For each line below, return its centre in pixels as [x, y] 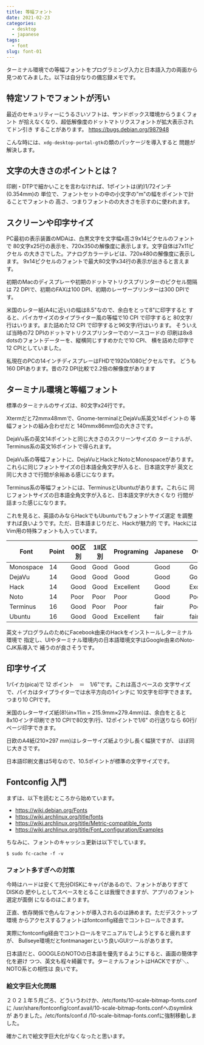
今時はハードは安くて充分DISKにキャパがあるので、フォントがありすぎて [97, 884]
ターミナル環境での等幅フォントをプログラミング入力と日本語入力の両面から [102, 69]
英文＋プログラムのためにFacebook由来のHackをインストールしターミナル [100, 632]
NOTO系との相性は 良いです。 [44, 968]
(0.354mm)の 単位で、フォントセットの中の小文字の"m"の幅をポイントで [97, 194]
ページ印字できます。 [33, 727]
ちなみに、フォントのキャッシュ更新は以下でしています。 [78, 842]
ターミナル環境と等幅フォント [62, 390]
